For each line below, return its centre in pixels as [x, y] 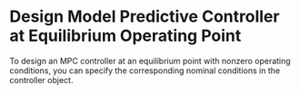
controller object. [41, 80]
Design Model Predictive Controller [145, 17]
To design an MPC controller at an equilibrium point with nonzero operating [150, 61]
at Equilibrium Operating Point [125, 36]
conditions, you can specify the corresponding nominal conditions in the [145, 70]
